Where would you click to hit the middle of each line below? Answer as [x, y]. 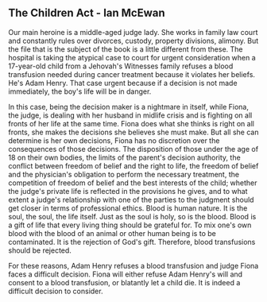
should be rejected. [40, 250]
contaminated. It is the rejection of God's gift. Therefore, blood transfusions [132, 242]
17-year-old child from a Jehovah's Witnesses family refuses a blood [121, 66]
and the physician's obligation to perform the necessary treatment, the [124, 174]
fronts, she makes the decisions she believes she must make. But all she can [133, 132]
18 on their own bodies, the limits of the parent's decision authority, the [124, 157]
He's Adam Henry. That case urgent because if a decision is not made [123, 83]
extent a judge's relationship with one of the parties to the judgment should [131, 199]
